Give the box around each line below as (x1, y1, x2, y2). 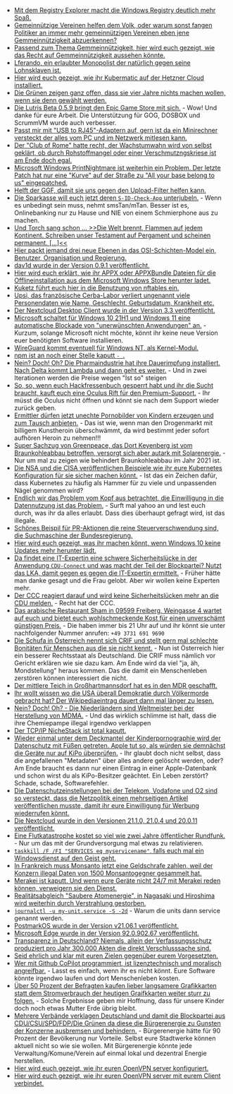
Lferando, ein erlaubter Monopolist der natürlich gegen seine (13, 59, 191, 66)
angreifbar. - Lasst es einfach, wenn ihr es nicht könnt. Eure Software (13, 967, 215, 975)
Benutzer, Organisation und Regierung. (13, 254, 127, 262)
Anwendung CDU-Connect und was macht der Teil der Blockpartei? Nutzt (13, 561, 222, 569)
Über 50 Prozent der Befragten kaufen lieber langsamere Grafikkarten (13, 982, 217, 989)
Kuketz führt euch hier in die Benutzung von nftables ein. (13, 284, 180, 292)
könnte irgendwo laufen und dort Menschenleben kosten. (13, 974, 181, 982)
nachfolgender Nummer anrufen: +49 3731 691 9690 (13, 629, 165, 637)
